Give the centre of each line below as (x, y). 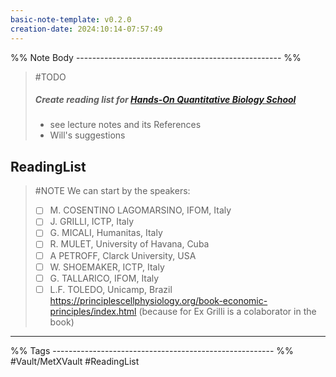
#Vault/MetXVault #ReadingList (75, 361)
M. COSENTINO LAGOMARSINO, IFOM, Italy (140, 210)
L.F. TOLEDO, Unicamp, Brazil (111, 289)
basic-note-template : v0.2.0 (71, 19)
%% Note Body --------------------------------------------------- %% (156, 57)
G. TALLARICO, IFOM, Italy (104, 278)
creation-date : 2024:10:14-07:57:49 (86, 29)
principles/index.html (93, 311)
